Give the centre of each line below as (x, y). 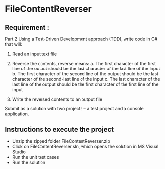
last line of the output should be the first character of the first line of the (85, 84)
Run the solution (29, 162)
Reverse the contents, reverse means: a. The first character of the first (84, 63)
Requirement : (27, 27)
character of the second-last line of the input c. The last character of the (86, 79)
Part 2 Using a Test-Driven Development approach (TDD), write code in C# (81, 39)
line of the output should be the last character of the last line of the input (86, 68)
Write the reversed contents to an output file (57, 99)
